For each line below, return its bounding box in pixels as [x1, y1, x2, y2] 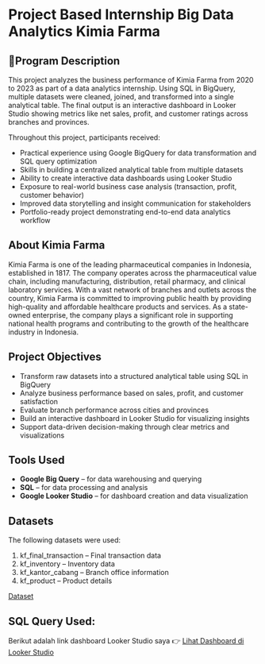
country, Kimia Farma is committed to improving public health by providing [8, 293, 252, 303]
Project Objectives [8, 350, 102, 364]
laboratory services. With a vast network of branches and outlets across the [8, 284, 257, 295]
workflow [19, 216, 51, 225]
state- [229, 302, 248, 311]
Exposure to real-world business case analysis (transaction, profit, [19, 182, 237, 191]
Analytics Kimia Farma [8, 22, 161, 41]
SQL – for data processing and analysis [19, 483, 148, 492]
